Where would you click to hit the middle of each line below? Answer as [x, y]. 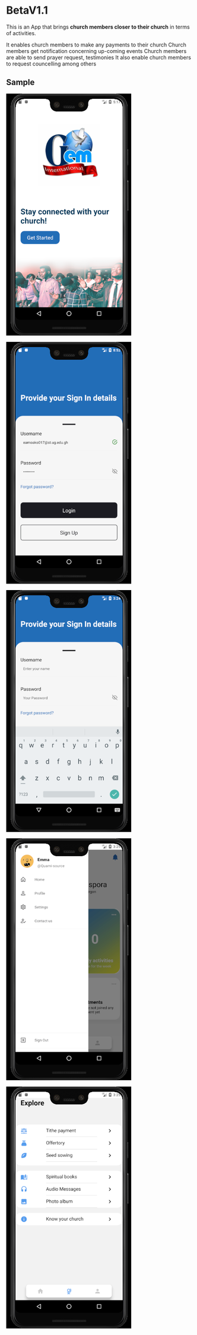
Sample [20, 82]
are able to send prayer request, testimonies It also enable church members [99, 57]
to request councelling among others [51, 64]
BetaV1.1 [27, 10]
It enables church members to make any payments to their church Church [96, 45]
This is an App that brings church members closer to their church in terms [98, 27]
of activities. [21, 33]
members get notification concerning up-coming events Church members [96, 51]
